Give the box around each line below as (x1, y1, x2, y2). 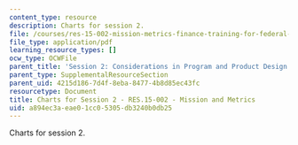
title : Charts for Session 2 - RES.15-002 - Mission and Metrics (9, 95, 255, 104)
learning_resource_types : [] (9, 46, 117, 55)
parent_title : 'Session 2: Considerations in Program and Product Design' (9, 63, 292, 72)
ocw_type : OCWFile (9, 54, 77, 63)
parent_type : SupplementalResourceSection (9, 71, 169, 80)
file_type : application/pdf (9, 37, 114, 47)
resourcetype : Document (9, 87, 98, 95)
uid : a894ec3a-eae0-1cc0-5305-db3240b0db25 (9, 103, 173, 112)
